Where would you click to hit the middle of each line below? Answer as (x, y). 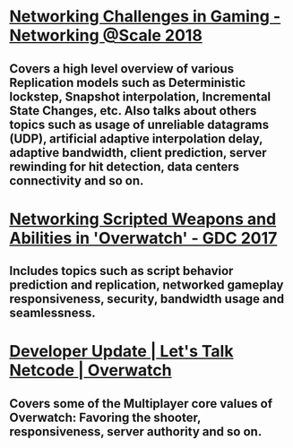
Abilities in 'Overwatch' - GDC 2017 (143, 238)
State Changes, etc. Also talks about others (133, 111)
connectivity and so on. (77, 181)
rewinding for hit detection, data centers (125, 166)
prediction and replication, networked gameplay (146, 285)
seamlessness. (52, 313)
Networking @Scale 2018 (106, 35)
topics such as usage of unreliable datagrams (139, 124)
